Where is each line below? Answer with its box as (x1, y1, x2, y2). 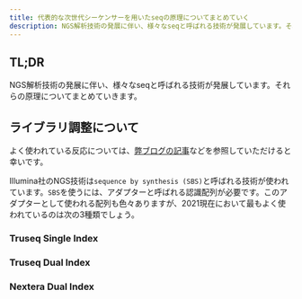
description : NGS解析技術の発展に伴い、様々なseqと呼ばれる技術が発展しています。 (9, 22, 286, 31)
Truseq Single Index (9, 233, 99, 245)
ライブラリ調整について (9, 119, 139, 135)
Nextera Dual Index (9, 280, 94, 293)
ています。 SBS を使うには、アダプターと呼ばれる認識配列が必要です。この (9, 187, 280, 198)
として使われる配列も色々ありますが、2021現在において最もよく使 (40, 198, 286, 209)
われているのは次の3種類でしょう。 (9, 209, 139, 220)
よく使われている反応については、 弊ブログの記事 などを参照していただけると (9, 145, 292, 156)
